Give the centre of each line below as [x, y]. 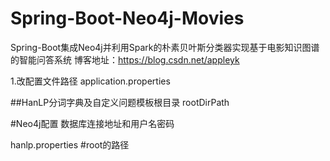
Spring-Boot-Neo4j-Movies [127, 18]
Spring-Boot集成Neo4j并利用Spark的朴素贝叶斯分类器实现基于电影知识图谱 [165, 47]
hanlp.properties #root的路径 [70, 144]
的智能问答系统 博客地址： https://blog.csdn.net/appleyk [125, 59]
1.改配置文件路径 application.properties [90, 81]
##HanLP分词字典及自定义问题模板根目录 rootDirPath [120, 102]
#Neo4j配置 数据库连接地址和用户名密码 [92, 123]
